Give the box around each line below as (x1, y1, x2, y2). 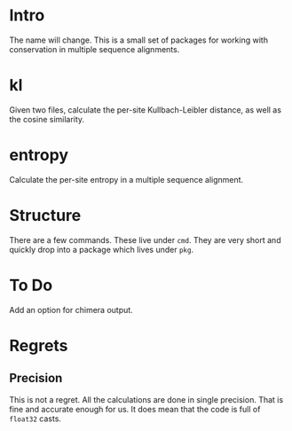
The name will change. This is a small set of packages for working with (9, 35, 269, 45)
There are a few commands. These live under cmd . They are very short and (9, 234, 281, 245)
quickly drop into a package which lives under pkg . (9, 244, 193, 255)
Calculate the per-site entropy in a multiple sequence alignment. (9, 174, 244, 184)
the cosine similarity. (9, 114, 85, 124)
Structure (9, 206, 82, 225)
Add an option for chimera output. (9, 304, 133, 315)
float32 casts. (9, 413, 62, 424)
